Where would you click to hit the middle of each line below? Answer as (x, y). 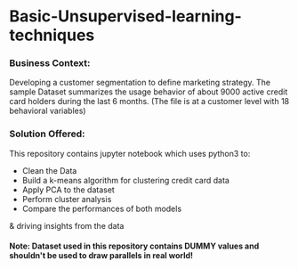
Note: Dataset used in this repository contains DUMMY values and (134, 246)
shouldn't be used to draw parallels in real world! (101, 256)
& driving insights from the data (67, 225)
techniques (52, 35)
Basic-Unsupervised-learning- (125, 16)
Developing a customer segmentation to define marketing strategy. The (140, 83)
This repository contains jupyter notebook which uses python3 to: (130, 153)
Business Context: (50, 63)
